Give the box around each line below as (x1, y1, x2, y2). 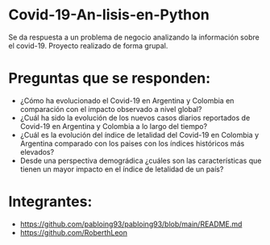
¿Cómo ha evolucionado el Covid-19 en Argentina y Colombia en (19, 95, 235, 106)
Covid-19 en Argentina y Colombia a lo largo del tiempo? (19, 121, 208, 131)
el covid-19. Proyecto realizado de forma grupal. (8, 40, 168, 50)
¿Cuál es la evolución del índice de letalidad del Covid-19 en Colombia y (19, 130, 260, 139)
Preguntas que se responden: (8, 69, 211, 88)
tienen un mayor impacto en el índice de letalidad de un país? (19, 164, 224, 174)
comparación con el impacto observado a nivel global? (19, 104, 202, 114)
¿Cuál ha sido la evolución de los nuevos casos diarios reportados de (19, 113, 251, 122)
